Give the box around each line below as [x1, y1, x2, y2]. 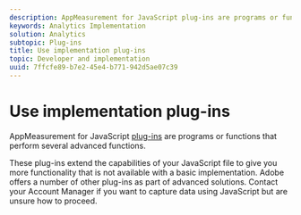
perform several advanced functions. [9, 140, 146, 151]
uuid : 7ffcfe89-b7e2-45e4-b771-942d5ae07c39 [9, 63, 178, 72]
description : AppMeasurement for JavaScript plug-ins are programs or [9, 12, 279, 22]
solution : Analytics [9, 29, 87, 38]
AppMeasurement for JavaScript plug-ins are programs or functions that [9, 130, 278, 141]
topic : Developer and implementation [9, 54, 150, 63]
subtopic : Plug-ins [9, 37, 82, 47]
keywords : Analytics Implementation [9, 21, 146, 30]
